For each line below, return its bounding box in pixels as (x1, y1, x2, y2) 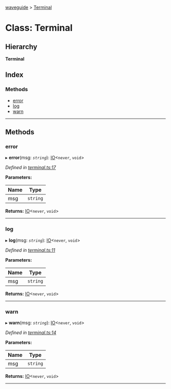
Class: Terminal (5, 22, 73, 34)
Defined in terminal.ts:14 (5, 329, 56, 336)
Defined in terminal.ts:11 (5, 247, 55, 253)
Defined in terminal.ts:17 (5, 164, 56, 171)
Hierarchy (5, 42, 38, 51)
